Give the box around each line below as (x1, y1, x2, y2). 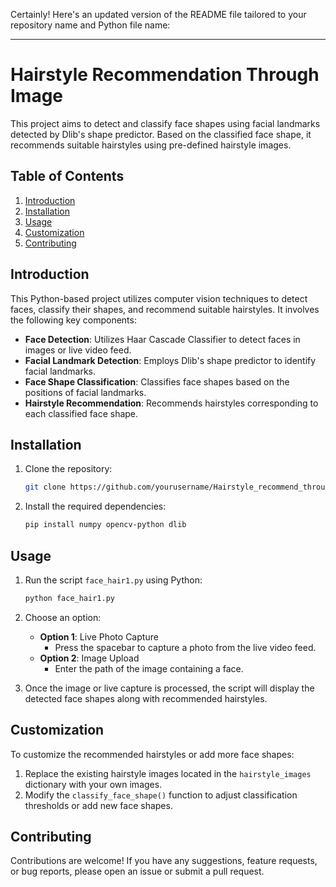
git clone (24, 482, 67, 493)
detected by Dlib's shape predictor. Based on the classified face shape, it (10, 128, 312, 140)
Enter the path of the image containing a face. (54, 662, 244, 674)
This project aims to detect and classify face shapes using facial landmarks (10, 117, 321, 129)
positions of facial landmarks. (24, 386, 147, 398)
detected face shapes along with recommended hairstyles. (24, 692, 268, 704)
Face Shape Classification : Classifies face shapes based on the (24, 375, 290, 388)
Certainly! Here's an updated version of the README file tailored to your (10, 9, 307, 20)
